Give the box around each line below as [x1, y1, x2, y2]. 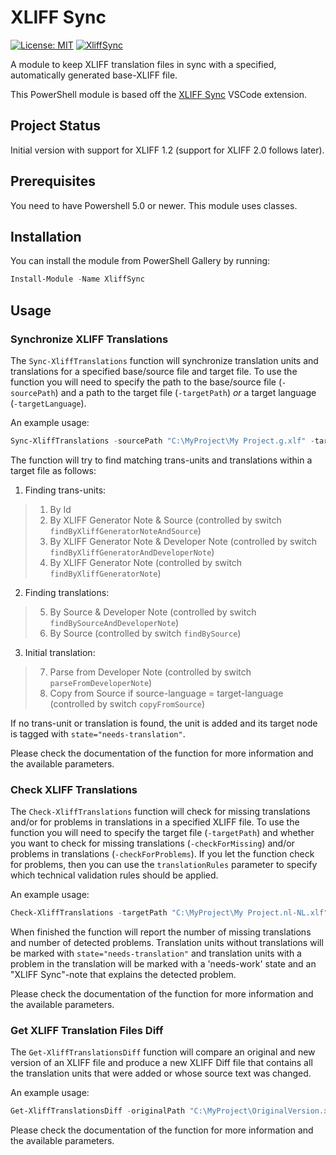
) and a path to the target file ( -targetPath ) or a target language [54, 386, 317, 398]
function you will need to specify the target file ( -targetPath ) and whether [10, 827, 315, 839]
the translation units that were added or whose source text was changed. [10, 1067, 312, 1080]
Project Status [10, 117, 102, 135]
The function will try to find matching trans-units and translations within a [10, 454, 313, 466]
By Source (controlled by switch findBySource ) [49, 627, 242, 639]
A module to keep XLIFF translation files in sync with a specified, [10, 58, 277, 70]
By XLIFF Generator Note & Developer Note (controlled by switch [49, 535, 318, 547]
